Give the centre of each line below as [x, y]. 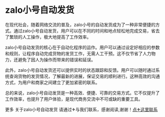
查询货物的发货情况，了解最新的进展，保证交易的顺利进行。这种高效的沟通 [84, 76]
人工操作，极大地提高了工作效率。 [56, 37]
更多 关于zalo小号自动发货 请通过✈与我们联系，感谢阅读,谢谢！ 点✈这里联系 [82, 109]
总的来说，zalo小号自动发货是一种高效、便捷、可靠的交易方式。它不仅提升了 [82, 93]
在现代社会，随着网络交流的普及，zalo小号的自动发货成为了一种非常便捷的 [80, 25]
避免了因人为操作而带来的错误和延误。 [57, 59]
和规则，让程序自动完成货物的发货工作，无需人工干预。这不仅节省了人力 [78, 53]
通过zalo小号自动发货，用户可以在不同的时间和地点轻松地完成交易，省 [84, 30]
